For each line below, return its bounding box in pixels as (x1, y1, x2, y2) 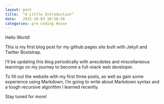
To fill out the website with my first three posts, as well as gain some (5, 73, 144, 79)
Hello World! (5, 35, 31, 40)
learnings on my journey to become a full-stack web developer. (5, 64, 134, 70)
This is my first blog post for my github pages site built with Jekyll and (5, 44, 148, 50)
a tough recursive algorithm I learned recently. (5, 84, 99, 90)
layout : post (5, 7, 32, 12)
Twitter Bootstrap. (5, 49, 42, 55)
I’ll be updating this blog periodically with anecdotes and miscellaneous (5, 59, 150, 65)
